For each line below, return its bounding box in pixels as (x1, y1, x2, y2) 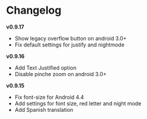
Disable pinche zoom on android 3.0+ (14, 70, 107, 77)
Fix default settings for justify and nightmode (14, 41, 124, 48)
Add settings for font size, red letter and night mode (14, 99, 142, 107)
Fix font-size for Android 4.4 (14, 93, 84, 101)
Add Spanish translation (14, 106, 73, 113)
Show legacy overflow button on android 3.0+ (14, 35, 127, 42)
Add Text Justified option (14, 64, 77, 71)
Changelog (6, 4, 62, 17)
